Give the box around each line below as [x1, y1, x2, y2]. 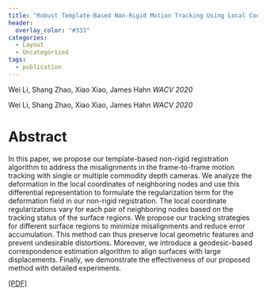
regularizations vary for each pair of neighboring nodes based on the [8, 204, 234, 214]
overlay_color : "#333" [15, 26, 90, 34]
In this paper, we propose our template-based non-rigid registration [8, 153, 229, 163]
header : [8, 19, 34, 27]
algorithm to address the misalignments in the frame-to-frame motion [8, 162, 235, 172]
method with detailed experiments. [8, 263, 122, 273]
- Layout [15, 41, 44, 49]
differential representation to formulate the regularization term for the [8, 187, 234, 197]
